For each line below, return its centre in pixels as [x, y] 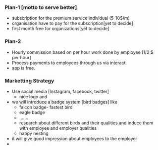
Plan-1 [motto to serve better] [41, 7]
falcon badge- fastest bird [46, 107]
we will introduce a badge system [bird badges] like [64, 102]
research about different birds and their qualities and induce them [86, 123]
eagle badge [32, 112]
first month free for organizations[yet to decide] [60, 29]
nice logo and [33, 96]
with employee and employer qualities [58, 128]
